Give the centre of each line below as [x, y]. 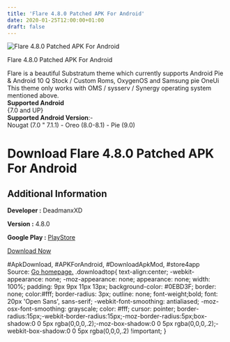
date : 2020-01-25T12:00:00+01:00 [56, 20]
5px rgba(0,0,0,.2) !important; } [122, 331]
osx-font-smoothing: [37, 309]
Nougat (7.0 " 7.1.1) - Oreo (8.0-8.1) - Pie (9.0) [71, 125]
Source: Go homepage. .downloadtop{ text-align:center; [88, 272]
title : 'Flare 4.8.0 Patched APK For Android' [76, 14]
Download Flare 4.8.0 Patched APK [111, 153]
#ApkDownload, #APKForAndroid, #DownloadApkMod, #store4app [103, 265]
